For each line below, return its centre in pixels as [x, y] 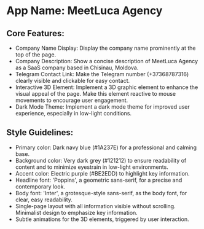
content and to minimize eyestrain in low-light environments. [92, 167]
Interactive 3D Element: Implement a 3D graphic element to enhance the [107, 87]
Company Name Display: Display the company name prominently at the [105, 48]
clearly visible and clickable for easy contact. [73, 81]
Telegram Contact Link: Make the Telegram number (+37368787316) [102, 74]
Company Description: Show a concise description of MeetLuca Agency [107, 61]
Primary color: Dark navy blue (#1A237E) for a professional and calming [106, 147]
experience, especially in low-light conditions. [73, 113]
